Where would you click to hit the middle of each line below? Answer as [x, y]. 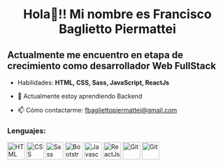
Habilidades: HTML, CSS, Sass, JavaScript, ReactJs [93, 82]
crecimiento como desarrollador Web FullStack [112, 66]
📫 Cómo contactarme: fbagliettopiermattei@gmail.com [97, 110]
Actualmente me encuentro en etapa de [95, 55]
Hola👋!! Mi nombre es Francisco [117, 14]
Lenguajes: [27, 131]
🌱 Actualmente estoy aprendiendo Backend [80, 96]
